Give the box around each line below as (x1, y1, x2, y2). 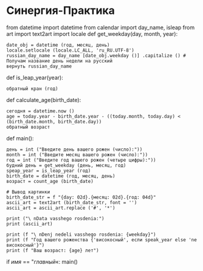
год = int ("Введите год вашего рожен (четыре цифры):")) (6, 157, 156, 163)
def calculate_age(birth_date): (6, 96, 81, 103)
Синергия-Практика (6, 4, 115, 18)
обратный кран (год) (6, 86, 59, 92)
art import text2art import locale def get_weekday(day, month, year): (6, 30, 178, 37)
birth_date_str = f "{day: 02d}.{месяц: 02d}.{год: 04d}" (6, 194, 156, 201)
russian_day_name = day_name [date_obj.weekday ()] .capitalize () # (6, 52, 187, 58)
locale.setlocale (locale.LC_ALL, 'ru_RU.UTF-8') (6, 47, 135, 53)
